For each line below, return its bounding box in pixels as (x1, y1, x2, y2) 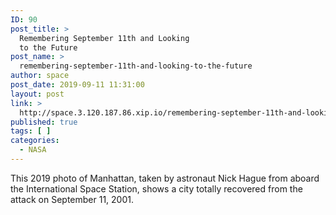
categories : (10, 136, 60, 146)
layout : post (10, 89, 65, 99)
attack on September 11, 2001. (10, 193, 134, 205)
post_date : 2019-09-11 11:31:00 (10, 80, 145, 90)
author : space (10, 71, 70, 81)
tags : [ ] (10, 126, 52, 136)
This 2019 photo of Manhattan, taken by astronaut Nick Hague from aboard (10, 172, 320, 184)
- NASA (19, 145, 47, 155)
